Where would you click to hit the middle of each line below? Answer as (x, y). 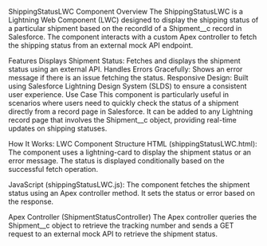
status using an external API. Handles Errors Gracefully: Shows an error (126, 69)
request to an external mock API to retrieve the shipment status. (113, 234)
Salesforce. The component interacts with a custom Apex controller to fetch (133, 37)
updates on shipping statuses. (58, 128)
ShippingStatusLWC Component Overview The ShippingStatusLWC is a (126, 12)
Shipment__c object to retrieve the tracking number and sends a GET (121, 225)
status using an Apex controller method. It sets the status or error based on (132, 193)
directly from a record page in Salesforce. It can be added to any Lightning (131, 111)
